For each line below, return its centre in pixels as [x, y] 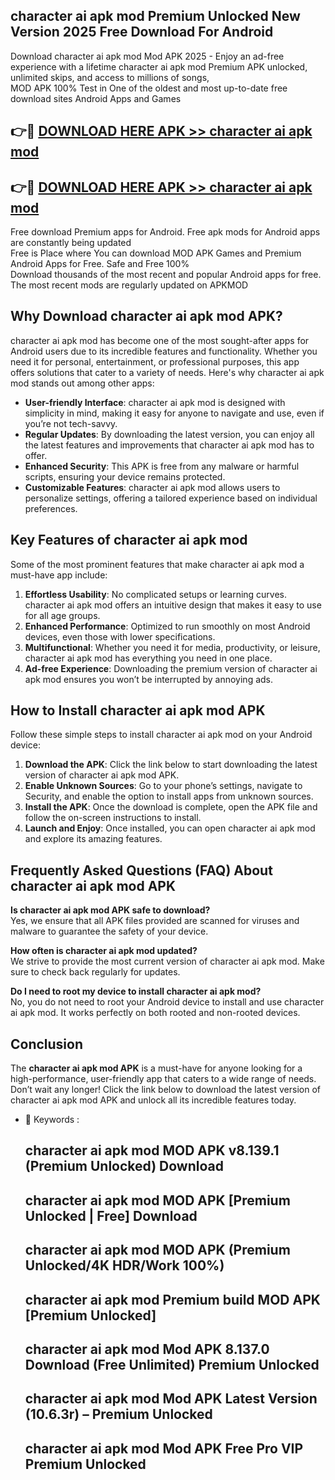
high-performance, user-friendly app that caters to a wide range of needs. [163, 1079]
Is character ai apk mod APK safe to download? [110, 910]
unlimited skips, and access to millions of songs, [110, 77]
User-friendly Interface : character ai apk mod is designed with [155, 402]
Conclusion [47, 1044]
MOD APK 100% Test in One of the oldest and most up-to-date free [149, 88]
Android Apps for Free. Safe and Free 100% [100, 264]
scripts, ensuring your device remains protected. [125, 476]
